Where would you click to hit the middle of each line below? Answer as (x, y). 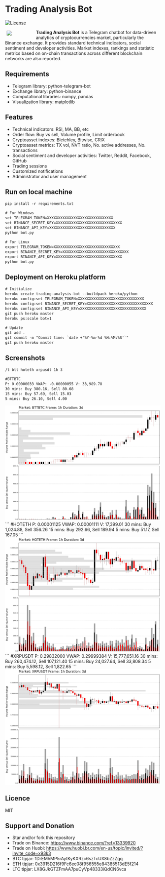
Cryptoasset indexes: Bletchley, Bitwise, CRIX (58, 140)
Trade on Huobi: (29, 848)
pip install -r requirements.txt (39, 204)
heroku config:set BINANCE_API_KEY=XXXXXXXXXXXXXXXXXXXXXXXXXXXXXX (76, 309)
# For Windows (20, 213)
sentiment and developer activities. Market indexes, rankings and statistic (80, 48)
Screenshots (25, 358)
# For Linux (17, 242)
